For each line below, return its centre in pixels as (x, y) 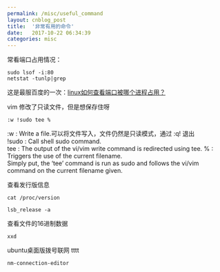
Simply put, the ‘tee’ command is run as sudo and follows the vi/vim (103, 163)
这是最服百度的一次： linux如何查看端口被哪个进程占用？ (86, 92)
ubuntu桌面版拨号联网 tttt (43, 250)
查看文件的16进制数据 (38, 224)
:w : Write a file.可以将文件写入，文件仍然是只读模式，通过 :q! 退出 (101, 134)
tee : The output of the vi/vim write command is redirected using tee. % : (110, 149)
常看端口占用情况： (34, 60)
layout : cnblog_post (37, 20)
